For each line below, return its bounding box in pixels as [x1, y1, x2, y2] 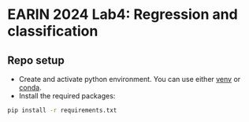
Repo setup [7, 54, 65, 67]
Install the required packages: [18, 91, 116, 100]
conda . [18, 83, 42, 92]
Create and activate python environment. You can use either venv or [18, 75, 241, 83]
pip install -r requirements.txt [7, 106, 117, 114]
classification [7, 22, 98, 40]
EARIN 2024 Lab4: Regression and [7, 6, 238, 24]
